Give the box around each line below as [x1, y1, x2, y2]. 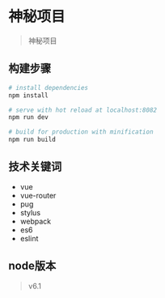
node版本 [8, 259, 57, 273]
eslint [19, 233, 39, 243]
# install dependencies [8, 83, 89, 92]
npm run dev [8, 113, 49, 121]
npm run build [8, 135, 57, 144]
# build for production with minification [8, 128, 154, 136]
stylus [19, 207, 41, 217]
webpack [19, 216, 51, 226]
